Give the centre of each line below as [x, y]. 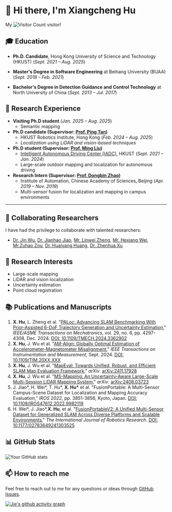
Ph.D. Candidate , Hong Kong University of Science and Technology [84, 56]
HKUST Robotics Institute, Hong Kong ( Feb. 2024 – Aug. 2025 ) [87, 137]
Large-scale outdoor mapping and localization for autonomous [86, 164]
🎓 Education [27, 41]
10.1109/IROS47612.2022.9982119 [48, 403]
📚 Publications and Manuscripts [58, 307]
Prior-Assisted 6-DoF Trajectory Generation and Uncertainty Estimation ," [89, 327]
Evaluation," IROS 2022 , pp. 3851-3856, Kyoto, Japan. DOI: [75, 398]
